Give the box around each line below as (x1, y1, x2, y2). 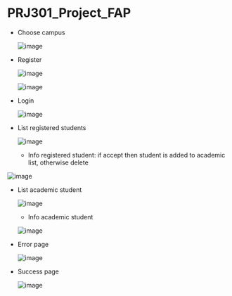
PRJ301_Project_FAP (7, 5, 131, 21)
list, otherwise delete (27, 158, 89, 167)
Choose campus (17, 28, 65, 37)
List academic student (17, 185, 82, 194)
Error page (17, 240, 49, 248)
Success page (17, 267, 60, 276)
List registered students (17, 123, 86, 131)
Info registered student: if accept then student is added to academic (27, 150, 226, 159)
